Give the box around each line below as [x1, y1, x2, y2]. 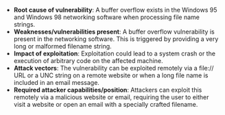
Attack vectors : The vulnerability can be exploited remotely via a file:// [13, 64, 214, 72]
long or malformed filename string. [13, 42, 112, 50]
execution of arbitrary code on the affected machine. [13, 57, 163, 64]
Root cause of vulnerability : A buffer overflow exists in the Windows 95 [13, 6, 217, 14]
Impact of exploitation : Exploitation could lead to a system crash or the [13, 49, 216, 57]
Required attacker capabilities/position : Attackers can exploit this [13, 86, 202, 94]
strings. [13, 21, 36, 28]
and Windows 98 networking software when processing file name [13, 13, 200, 21]
